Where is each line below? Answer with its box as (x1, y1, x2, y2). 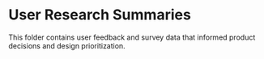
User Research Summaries (8, 6, 192, 24)
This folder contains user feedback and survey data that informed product (8, 32, 256, 42)
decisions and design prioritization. (8, 40, 126, 50)
